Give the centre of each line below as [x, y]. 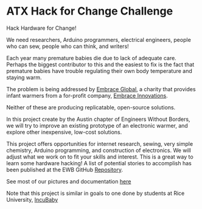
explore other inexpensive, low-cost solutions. [64, 132]
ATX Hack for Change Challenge [90, 11]
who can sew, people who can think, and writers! [68, 46]
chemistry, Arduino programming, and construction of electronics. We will [99, 150]
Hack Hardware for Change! [42, 28]
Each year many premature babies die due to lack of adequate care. [91, 58]
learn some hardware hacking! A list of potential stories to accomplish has [99, 163]
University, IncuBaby [32, 199]
